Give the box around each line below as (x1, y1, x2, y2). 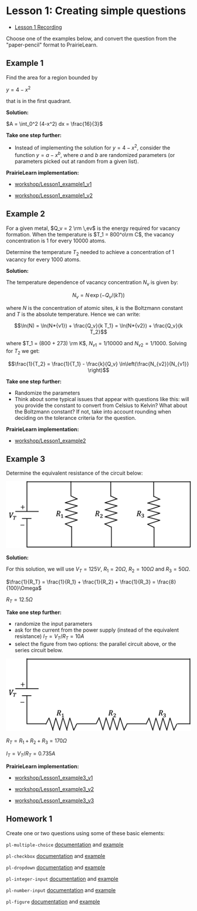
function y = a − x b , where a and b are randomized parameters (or (14, 151, 175, 158)
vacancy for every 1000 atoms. (6, 256, 81, 263)
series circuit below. (14, 646, 63, 653)
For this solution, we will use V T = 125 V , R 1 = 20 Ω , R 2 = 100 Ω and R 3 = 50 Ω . (6, 566, 191, 574)
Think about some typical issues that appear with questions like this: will (14, 395, 189, 402)
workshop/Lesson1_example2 (14, 437, 86, 444)
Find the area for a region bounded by (6, 74, 98, 81)
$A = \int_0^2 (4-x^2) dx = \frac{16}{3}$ (6, 121, 103, 128)
